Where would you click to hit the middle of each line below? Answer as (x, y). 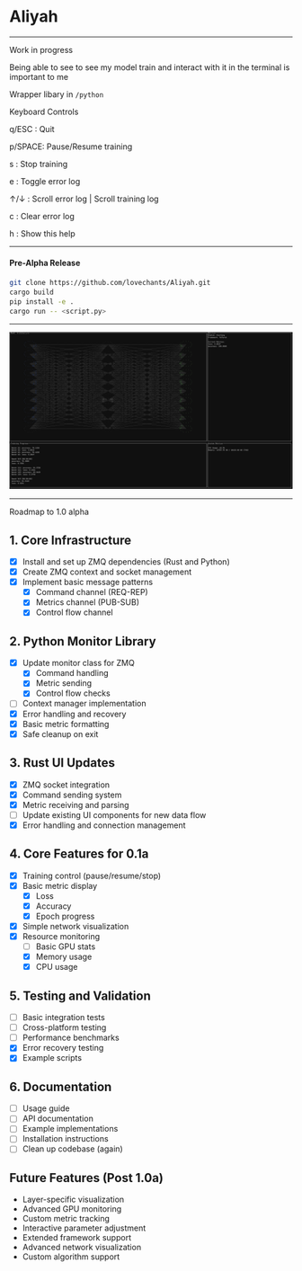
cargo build (31, 293)
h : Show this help (42, 233)
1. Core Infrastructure (71, 540)
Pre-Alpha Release (45, 262)
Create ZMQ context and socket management (107, 572)
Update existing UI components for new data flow (114, 814)
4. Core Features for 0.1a (79, 854)
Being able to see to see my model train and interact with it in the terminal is (150, 67)
